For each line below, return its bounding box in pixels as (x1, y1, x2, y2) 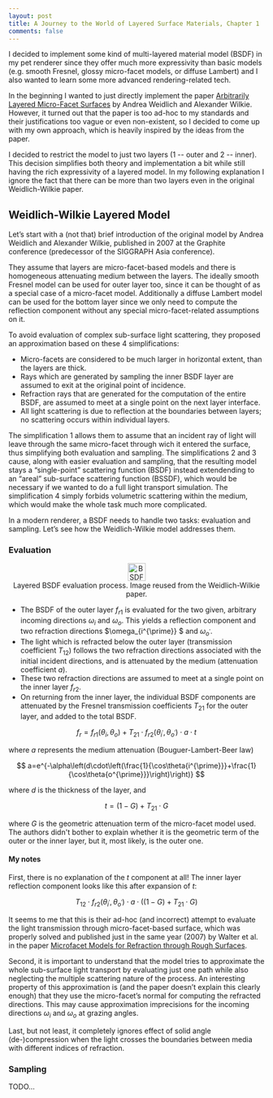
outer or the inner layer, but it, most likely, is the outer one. (8, 835, 204, 845)
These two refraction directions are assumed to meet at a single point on (19, 673, 264, 683)
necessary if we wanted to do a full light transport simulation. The (8, 483, 228, 493)
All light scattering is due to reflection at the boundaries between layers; (19, 406, 262, 416)
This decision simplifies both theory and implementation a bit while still (8, 158, 245, 168)
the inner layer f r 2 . (19, 682, 81, 693)
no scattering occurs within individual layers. (19, 415, 171, 425)
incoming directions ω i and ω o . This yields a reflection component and (19, 615, 256, 627)
